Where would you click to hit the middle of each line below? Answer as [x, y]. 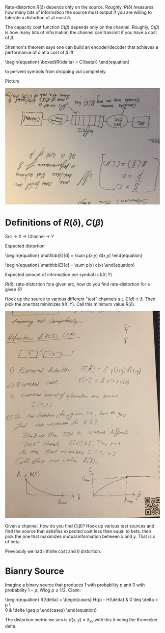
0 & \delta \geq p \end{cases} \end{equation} [51, 610]
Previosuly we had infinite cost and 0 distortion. [53, 551]
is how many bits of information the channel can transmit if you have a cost [81, 32]
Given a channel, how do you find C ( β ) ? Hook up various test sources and [80, 526]
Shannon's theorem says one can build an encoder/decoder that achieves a [82, 47]
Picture [12, 81]
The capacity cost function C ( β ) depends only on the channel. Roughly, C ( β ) [82, 27]
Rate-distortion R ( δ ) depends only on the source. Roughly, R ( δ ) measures [79, 7]
